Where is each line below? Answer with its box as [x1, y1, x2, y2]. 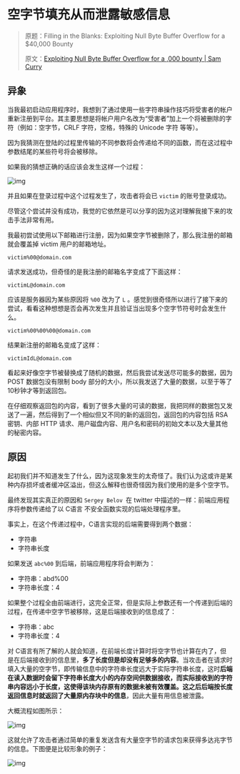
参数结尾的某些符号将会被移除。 [7, 147, 101, 156]
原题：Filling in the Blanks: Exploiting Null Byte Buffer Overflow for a [24, 31, 226, 40]
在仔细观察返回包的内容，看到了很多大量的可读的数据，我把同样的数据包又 [7, 401, 226, 410]
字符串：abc [17, 622, 55, 631]
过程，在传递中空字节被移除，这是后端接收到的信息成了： [7, 607, 176, 615]
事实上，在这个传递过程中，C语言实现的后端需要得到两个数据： [7, 520, 194, 528]
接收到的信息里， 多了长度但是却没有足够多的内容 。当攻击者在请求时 [31, 655, 233, 664]
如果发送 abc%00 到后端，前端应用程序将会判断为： [7, 559, 156, 567]
